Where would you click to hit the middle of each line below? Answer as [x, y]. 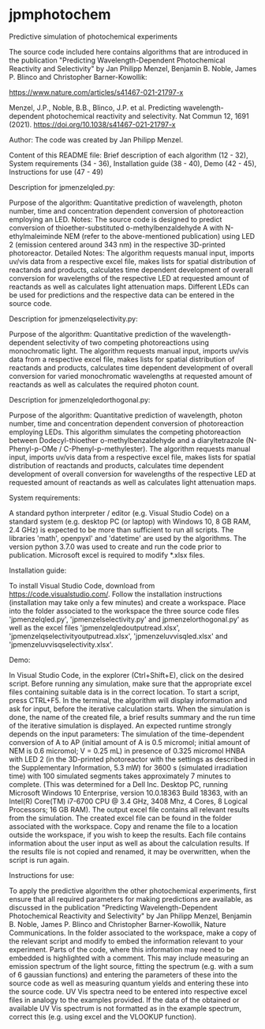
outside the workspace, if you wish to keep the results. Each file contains [128, 834]
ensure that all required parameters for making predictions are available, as [131, 898]
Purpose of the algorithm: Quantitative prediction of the [99, 334]
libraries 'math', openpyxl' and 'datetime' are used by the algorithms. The [128, 538]
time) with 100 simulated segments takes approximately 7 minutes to [120, 776]
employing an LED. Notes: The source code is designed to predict [116, 219]
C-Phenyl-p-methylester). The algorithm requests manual [157, 448]
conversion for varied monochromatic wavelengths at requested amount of [131, 376]
